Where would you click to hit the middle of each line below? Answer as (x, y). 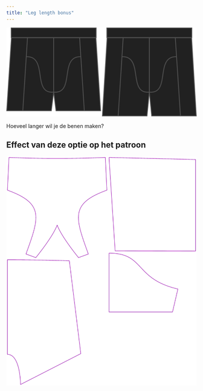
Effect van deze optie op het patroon (76, 145)
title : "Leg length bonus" (40, 13)
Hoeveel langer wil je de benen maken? (55, 126)
